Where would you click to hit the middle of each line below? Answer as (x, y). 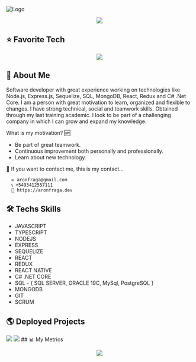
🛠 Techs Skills (33, 209)
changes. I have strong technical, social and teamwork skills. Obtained (92, 108)
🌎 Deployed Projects (46, 321)
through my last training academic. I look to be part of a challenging (89, 115)
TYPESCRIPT (31, 232)
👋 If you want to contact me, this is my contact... (65, 169)
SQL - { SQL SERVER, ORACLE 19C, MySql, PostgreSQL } (84, 283)
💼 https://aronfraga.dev (42, 190)
